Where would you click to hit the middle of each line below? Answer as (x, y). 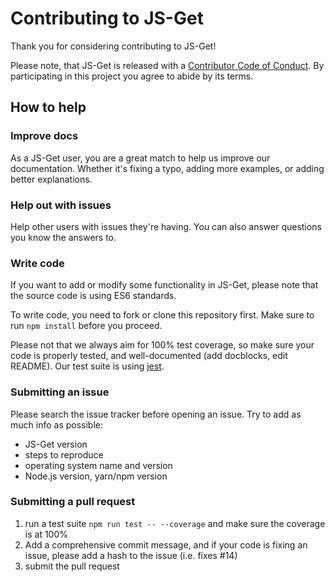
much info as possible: (57, 424)
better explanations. (51, 179)
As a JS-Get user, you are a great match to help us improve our (140, 158)
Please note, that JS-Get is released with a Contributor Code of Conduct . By (167, 65)
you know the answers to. (63, 237)
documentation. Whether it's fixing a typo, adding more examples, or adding (167, 168)
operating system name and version (98, 465)
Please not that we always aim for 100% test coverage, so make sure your (162, 345)
